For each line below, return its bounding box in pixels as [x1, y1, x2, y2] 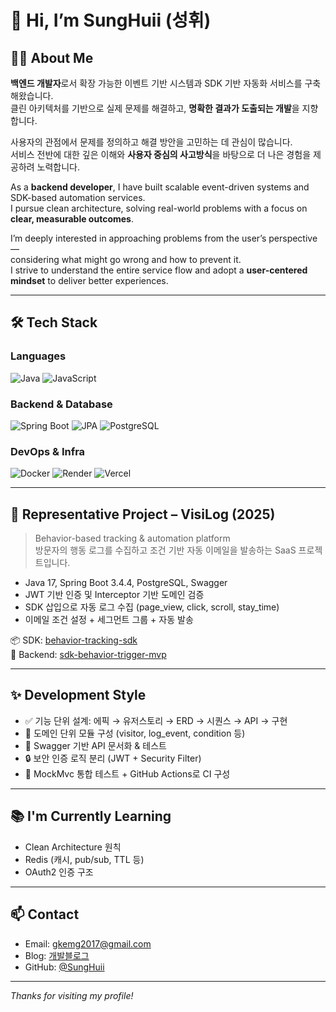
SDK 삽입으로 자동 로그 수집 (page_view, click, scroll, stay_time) [24, 601, 280, 613]
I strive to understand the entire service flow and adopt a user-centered [10, 264, 308, 276]
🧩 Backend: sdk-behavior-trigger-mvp [10, 649, 167, 661]
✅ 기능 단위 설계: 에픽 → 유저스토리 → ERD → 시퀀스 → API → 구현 [24, 714, 288, 726]
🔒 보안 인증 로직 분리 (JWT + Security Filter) [24, 752, 202, 764]
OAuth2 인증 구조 [24, 866, 94, 878]
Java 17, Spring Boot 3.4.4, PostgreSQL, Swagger [24, 577, 228, 589]
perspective [268, 232, 318, 244]
